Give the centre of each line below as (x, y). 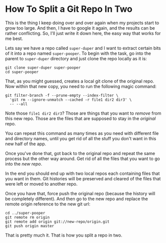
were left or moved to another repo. (41, 184)
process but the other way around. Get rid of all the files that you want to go (83, 159)
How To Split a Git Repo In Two (69, 9)
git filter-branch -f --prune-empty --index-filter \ (62, 95)
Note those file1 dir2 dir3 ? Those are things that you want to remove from (83, 113)
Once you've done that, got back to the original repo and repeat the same (80, 153)
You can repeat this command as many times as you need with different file (82, 133)
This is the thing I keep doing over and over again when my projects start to (82, 23)
